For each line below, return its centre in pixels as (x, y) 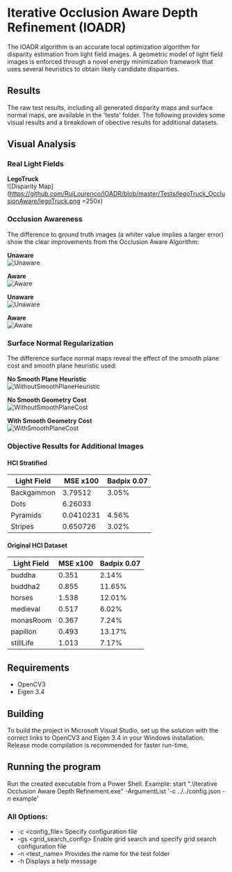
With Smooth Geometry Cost (50, 421)
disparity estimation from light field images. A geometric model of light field (115, 54)
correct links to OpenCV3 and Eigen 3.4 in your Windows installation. (106, 737)
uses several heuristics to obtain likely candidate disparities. (93, 69)
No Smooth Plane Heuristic (47, 379)
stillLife (23, 643)
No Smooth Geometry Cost (47, 400)
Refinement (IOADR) (67, 27)
